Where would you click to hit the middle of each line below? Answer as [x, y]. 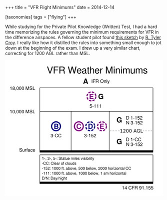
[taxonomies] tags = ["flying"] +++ [41, 17]
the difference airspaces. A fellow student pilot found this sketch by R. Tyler [83, 37]
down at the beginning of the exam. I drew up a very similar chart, [73, 48]
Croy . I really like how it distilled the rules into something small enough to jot [83, 43]
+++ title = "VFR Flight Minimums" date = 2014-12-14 [60, 7]
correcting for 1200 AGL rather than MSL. [48, 53]
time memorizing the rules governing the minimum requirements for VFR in [82, 32]
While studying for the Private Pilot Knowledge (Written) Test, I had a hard [81, 27]
